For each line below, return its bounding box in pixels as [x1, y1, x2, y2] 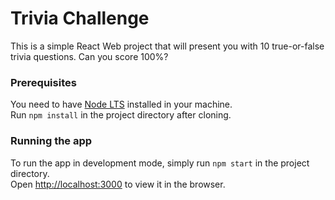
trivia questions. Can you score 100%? [10, 50, 169, 62]
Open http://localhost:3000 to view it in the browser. [10, 178, 226, 190]
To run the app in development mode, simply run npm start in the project [10, 157, 310, 169]
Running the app [10, 134, 93, 148]
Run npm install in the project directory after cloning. [10, 109, 232, 121]
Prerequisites [10, 75, 77, 89]
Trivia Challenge [10, 7, 150, 30]
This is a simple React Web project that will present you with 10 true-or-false [10, 40, 325, 52]
